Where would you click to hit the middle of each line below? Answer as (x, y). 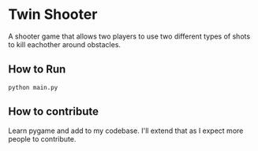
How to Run (37, 70)
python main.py (33, 87)
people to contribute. (42, 138)
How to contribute (54, 112)
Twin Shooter (53, 15)
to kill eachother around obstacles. (64, 44)
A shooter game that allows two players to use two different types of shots (129, 36)
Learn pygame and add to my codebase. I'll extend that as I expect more (126, 131)
